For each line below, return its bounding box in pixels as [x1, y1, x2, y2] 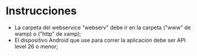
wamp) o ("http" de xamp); [14, 30, 82, 37]
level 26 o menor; [14, 43, 59, 50]
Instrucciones [5, 4, 77, 18]
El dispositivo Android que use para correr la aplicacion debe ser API [14, 36, 186, 43]
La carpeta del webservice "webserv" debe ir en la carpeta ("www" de [14, 24, 191, 31]
